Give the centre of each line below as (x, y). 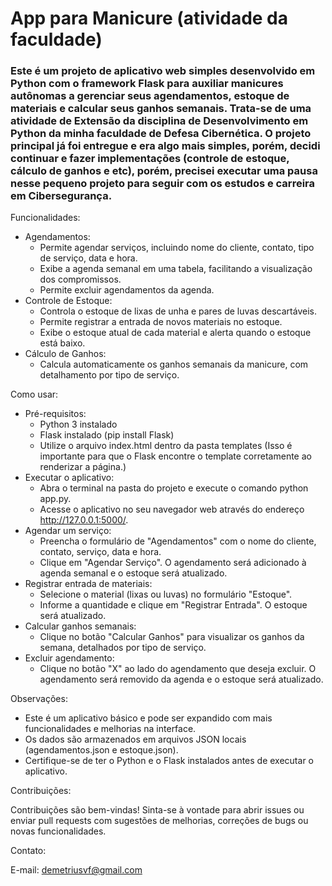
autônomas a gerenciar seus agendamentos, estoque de (150, 96)
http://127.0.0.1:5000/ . (84, 520)
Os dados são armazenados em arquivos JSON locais (135, 739)
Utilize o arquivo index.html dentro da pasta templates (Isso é (166, 446)
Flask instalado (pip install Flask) (107, 435)
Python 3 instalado (78, 424)
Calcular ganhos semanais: (80, 626)
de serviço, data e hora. (88, 258)
